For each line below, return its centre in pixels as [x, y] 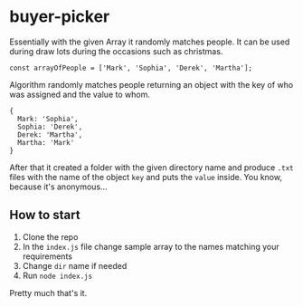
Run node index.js [57, 275]
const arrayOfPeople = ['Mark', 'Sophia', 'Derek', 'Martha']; [131, 68]
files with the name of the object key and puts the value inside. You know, [146, 177]
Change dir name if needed [75, 265]
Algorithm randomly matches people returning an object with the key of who [151, 84]
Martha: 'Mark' [46, 142]
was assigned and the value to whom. [80, 94]
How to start [45, 215]
